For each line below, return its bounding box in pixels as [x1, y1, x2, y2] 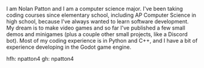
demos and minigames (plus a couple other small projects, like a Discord [6, 31, 188, 38]
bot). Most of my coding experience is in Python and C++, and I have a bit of [6, 37, 198, 44]
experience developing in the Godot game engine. [6, 43, 132, 51]
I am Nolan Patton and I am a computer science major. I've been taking [6, 5, 183, 12]
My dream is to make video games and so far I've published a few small [6, 24, 185, 31]
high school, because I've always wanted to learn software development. [6, 18, 189, 25]
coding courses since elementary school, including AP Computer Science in [6, 11, 196, 19]
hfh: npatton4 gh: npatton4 [6, 55, 74, 62]
